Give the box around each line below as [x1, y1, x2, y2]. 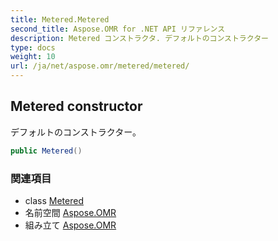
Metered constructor [10, 98, 143, 115]
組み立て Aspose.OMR [24, 219, 117, 231]
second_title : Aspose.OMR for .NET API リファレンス [10, 24, 226, 34]
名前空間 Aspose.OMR [24, 206, 117, 218]
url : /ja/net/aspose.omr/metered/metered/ [10, 61, 190, 71]
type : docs [10, 42, 56, 53]
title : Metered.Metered [10, 14, 110, 25]
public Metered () [10, 146, 83, 156]
